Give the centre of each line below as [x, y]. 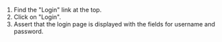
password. [28, 31]
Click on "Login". [37, 17]
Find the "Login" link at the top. [58, 10]
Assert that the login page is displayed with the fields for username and [114, 24]
